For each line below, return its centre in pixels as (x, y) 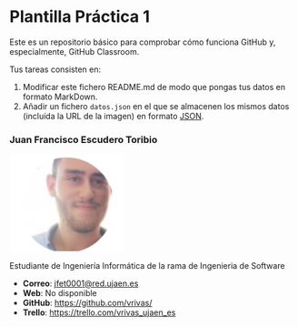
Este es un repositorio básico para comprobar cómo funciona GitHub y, (143, 42)
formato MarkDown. (60, 97)
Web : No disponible (60, 292)
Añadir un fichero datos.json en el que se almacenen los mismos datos (156, 106)
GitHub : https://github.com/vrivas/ (87, 302)
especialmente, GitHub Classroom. (74, 51)
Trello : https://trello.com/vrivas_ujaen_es (99, 312)
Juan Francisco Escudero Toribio (84, 139)
